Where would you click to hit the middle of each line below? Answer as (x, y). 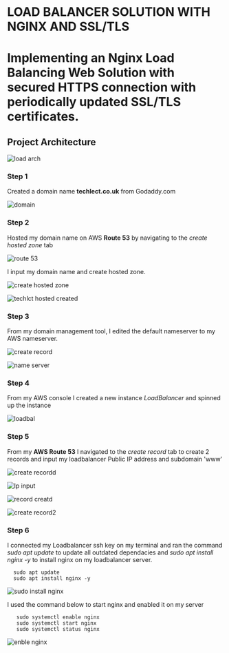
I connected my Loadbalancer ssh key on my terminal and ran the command (115, 545)
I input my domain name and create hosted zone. (76, 271)
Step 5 (18, 437)
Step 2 (18, 222)
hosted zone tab (30, 245)
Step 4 (18, 383)
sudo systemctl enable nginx (58, 617)
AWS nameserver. (33, 339)
